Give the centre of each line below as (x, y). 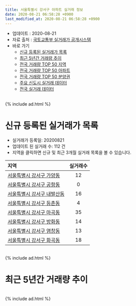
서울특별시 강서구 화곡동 (34, 240)
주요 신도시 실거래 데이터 (43, 83)
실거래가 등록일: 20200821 (38, 140)
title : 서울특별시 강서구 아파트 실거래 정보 (44, 10)
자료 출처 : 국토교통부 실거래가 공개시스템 (52, 39)
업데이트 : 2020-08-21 (34, 34)
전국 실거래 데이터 (37, 89)
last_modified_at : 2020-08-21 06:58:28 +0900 (52, 19)
